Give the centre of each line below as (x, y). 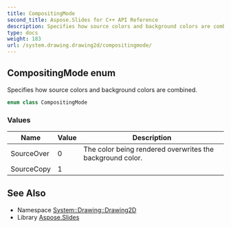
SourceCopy (31, 169)
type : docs (23, 33)
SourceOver (30, 153)
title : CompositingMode (41, 13)
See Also (26, 193)
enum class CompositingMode (47, 102)
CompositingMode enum (61, 73)
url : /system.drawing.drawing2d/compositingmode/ (80, 45)
